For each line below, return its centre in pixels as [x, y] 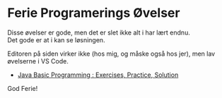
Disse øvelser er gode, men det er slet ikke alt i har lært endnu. [99, 32]
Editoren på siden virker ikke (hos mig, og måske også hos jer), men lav [111, 54]
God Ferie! [23, 88]
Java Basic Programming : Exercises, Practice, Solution [98, 75]
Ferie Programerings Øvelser [94, 13]
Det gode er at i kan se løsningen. [56, 39]
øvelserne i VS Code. [38, 61]
